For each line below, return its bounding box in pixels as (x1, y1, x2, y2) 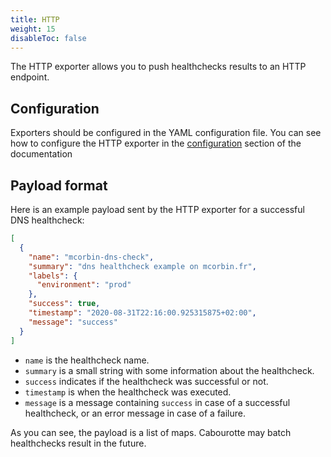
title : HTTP (10, 14, 60, 25)
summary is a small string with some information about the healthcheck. (24, 364, 315, 376)
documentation (10, 148, 73, 160)
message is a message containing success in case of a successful (24, 396, 291, 408)
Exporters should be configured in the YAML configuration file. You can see (10, 127, 322, 139)
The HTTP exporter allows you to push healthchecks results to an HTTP (10, 61, 307, 73)
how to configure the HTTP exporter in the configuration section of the (10, 137, 302, 150)
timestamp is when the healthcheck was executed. (24, 386, 232, 398)
